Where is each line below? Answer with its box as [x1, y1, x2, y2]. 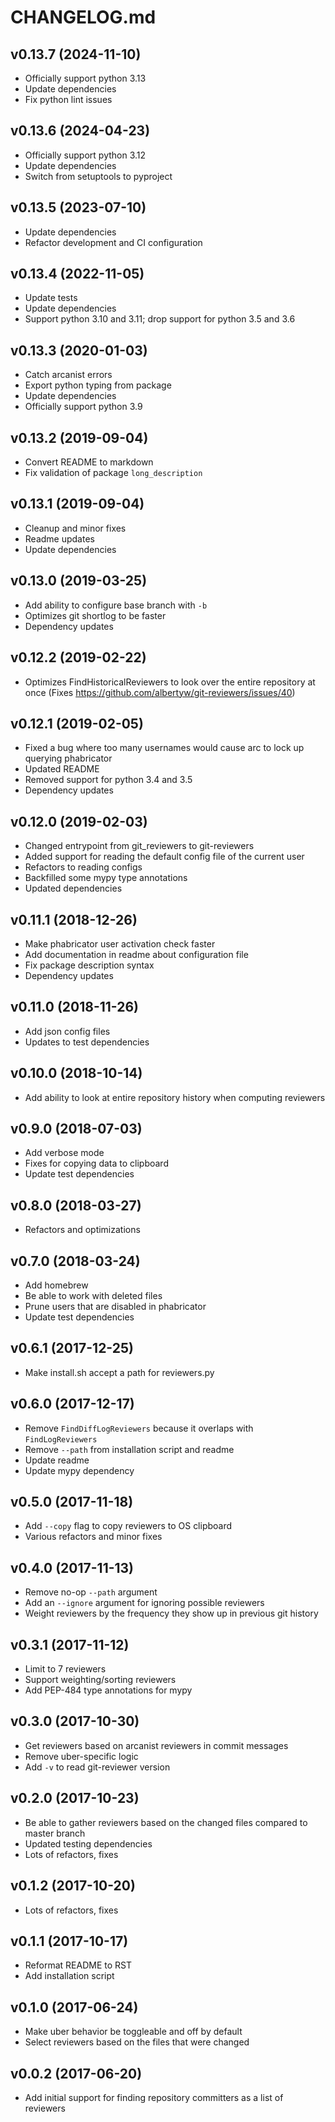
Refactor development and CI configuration [24, 236, 203, 248]
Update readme [24, 1454, 90, 1466]
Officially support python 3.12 [24, 149, 147, 161]
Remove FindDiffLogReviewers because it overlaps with [24, 1422, 254, 1434]
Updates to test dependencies [24, 1036, 150, 1048]
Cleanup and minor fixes [24, 522, 127, 534]
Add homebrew [24, 1279, 89, 1291]
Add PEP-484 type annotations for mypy [24, 1684, 193, 1696]
